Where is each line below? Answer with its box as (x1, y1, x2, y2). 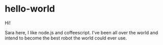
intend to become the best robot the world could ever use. (5, 35, 127, 41)
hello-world (5, 3, 56, 15)
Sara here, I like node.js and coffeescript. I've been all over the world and (5, 29, 158, 35)
